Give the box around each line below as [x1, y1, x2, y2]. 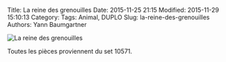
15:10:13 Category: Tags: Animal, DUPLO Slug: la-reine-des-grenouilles [7, 13, 210, 21]
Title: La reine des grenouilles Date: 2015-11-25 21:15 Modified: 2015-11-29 [7, 6, 220, 14]
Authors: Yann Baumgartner [7, 21, 87, 28]
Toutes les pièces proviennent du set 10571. [7, 48, 133, 55]
